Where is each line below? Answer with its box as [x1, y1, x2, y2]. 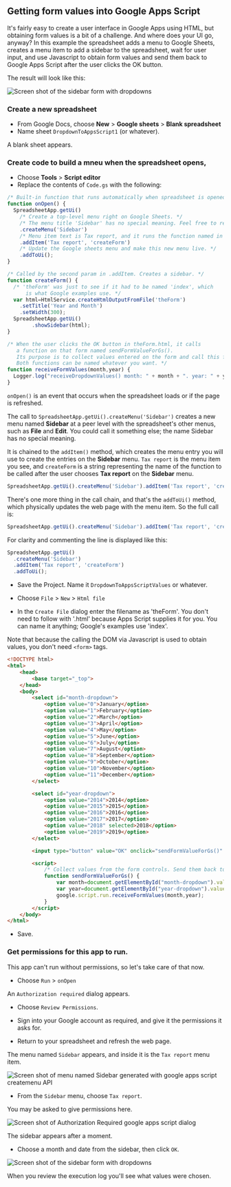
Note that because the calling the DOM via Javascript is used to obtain [7, 635, 208, 643]
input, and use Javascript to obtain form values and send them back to [7, 53, 208, 61]
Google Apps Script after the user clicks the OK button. [7, 60, 164, 68]
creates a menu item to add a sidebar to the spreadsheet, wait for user [7, 45, 207, 54]
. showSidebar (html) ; [32, 322, 91, 329]
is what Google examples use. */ [25, 289, 122, 297]
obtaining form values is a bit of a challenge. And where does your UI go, [7, 31, 214, 39]
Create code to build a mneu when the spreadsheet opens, [7, 158, 207, 167]
